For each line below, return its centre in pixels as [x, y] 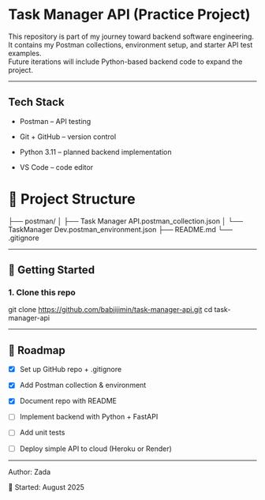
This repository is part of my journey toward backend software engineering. [131, 36]
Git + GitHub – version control [68, 137]
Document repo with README [68, 401]
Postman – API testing [55, 121]
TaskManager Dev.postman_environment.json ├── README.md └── [120, 229]
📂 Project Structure [72, 199]
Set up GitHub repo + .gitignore [71, 370]
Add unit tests [42, 433]
